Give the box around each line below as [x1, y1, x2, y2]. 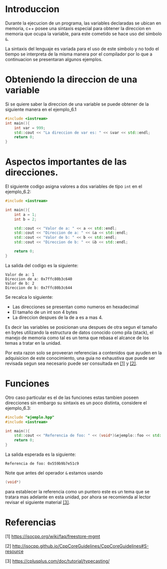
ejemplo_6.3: [5, 405, 31, 411]
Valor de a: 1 [5, 272, 35, 277]
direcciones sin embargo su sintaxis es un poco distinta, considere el [5, 399, 147, 406]
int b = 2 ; [14, 217, 37, 222]
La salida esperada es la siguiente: [5, 451, 76, 457]
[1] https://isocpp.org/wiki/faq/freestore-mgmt [5, 533, 101, 539]
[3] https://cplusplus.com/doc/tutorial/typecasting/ [5, 558, 110, 564]
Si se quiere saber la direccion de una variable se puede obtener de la [5, 101, 149, 107]
